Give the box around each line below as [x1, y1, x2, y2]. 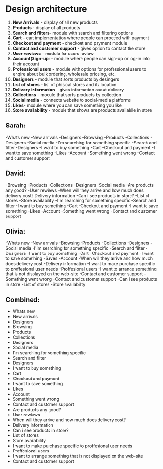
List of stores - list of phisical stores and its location [12, 81, 117, 87]
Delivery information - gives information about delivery [12, 87, 124, 92]
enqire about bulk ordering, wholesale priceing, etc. [12, 71, 116, 77]
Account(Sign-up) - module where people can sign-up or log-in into [12, 55, 150, 61]
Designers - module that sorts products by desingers [12, 76, 119, 82]
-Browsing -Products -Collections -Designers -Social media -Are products [5, 182, 154, 188]
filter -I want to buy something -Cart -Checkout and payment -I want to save [5, 203, 159, 209]
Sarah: [5, 122, 26, 130]
